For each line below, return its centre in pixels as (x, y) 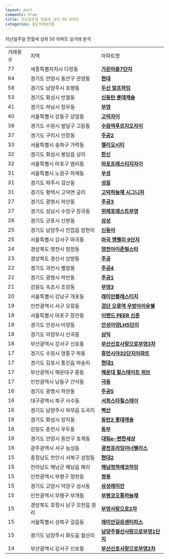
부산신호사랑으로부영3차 (129, 344)
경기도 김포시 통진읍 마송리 (60, 363)
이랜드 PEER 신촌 (120, 315)
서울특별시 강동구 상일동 (57, 117)
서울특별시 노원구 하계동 (57, 173)
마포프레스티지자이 (122, 164)
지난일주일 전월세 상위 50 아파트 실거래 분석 (48, 39)
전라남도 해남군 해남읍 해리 (60, 467)
